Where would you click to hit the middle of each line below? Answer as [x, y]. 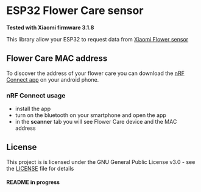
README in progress [33, 182]
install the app [33, 109]
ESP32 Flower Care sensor [75, 11]
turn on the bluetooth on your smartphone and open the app [90, 115]
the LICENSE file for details [40, 168]
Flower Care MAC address [57, 59]
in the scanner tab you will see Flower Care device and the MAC [96, 122]
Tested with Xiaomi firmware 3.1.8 [50, 27]
